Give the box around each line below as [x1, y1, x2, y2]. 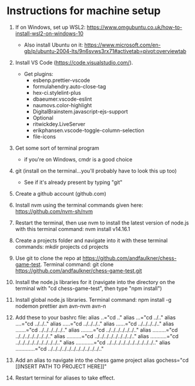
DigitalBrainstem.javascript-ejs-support [32, 108, 128, 115]
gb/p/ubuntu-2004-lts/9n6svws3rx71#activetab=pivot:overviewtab [23, 47, 187, 54]
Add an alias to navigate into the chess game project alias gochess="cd [15, 357, 189, 364]
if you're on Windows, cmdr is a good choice [23, 156, 133, 163]
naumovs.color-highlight [32, 101, 92, 108]
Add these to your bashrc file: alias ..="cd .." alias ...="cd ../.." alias [15, 314, 176, 321]
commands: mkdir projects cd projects [15, 243, 109, 250]
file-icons [32, 133, 56, 140]
